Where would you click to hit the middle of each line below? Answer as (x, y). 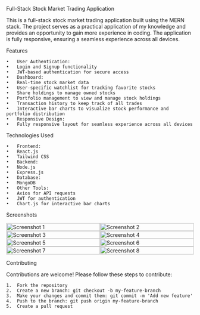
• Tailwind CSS (28, 157)
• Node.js (21, 167)
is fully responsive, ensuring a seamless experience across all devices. (93, 39)
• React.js (22, 152)
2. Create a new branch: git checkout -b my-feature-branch (84, 291)
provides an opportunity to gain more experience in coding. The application (99, 33)
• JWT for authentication (41, 199)
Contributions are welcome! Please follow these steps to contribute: (89, 274)
